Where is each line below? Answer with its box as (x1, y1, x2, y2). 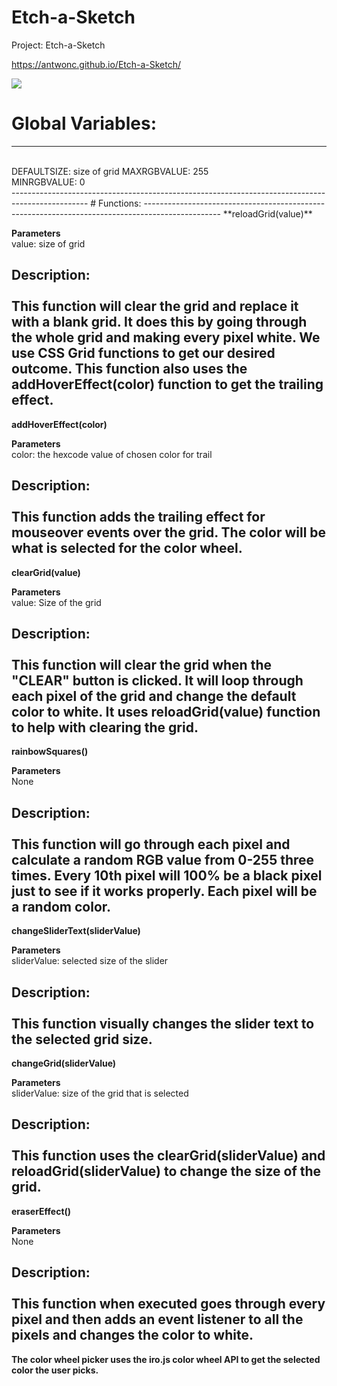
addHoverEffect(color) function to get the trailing (11, 376, 324, 393)
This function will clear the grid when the (11, 656, 272, 673)
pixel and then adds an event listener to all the (11, 1311, 304, 1328)
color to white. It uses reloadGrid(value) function (11, 703, 321, 720)
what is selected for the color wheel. (11, 540, 243, 557)
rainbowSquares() (11, 746, 89, 758)
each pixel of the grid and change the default (11, 687, 297, 705)
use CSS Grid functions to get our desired (11, 345, 276, 362)
